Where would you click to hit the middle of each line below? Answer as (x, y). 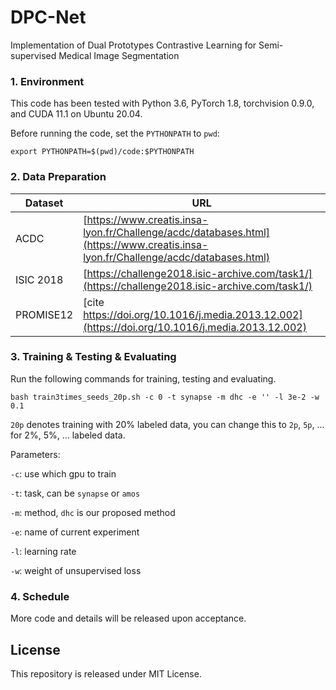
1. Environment (47, 81)
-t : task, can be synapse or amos (75, 493)
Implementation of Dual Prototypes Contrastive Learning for (133, 45)
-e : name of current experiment (75, 532)
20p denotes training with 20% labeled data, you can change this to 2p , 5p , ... (167, 424)
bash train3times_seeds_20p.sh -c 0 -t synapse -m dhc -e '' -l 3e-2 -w (165, 397)
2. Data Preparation (58, 177)
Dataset (44, 203)
